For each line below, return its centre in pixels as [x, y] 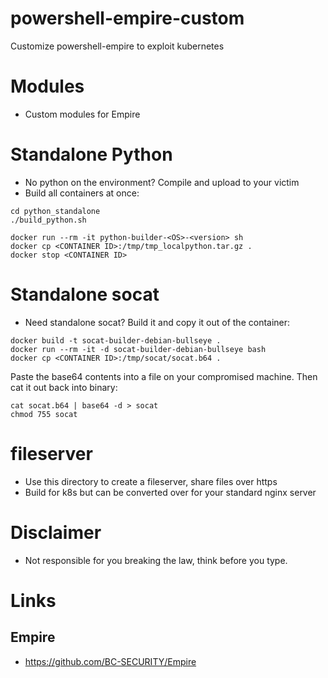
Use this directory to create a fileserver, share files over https [151, 481]
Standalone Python [91, 154]
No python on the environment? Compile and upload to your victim [162, 182]
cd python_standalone [55, 211]
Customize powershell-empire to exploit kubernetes [117, 46]
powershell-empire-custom [127, 18]
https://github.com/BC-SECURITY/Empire [110, 661]
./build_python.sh [48, 220]
